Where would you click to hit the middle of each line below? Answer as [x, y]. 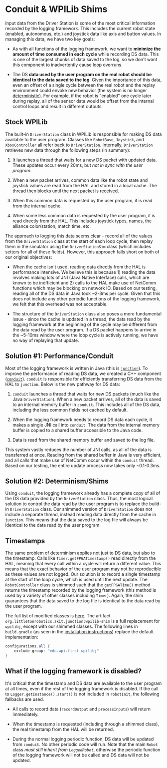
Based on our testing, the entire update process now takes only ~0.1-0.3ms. [83, 465]
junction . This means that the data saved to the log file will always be [77, 520]
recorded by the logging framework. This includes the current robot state [80, 28]
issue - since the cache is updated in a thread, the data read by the [81, 319]
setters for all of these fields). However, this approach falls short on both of [82, 252]
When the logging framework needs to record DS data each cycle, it [82, 420]
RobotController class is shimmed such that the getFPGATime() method [78, 585]
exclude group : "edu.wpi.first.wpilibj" [57, 651]
